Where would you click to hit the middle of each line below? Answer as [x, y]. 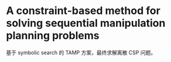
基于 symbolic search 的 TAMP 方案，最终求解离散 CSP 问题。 [81, 52]
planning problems [53, 36]
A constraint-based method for [83, 11]
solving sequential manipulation [86, 23]
